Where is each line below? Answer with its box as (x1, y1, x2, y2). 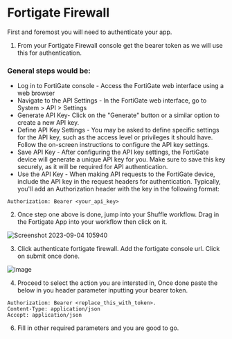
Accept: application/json (7, 312, 82, 319)
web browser (17, 89, 55, 98)
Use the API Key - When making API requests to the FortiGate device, (17, 170, 216, 178)
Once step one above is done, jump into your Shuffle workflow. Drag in (17, 210, 220, 219)
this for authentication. (17, 49, 82, 57)
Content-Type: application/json (7, 306, 100, 313)
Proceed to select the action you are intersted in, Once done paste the (17, 279, 218, 287)
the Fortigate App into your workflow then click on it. (17, 218, 168, 226)
